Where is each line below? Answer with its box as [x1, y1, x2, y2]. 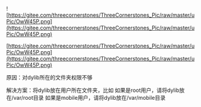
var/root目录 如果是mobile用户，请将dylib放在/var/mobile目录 [13, 94, 166, 101]
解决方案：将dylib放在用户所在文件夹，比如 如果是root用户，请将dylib [6, 87, 180, 94]
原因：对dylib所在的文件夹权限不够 [6, 74, 92, 81]
